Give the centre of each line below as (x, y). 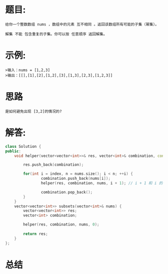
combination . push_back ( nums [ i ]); (76, 179)
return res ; (36, 234)
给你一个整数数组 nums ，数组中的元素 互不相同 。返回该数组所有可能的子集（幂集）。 (82, 24)
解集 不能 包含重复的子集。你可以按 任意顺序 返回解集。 (56, 34)
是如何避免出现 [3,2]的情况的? (33, 111)
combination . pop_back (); (67, 192)
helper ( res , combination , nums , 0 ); (61, 225)
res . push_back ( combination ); (53, 165)
